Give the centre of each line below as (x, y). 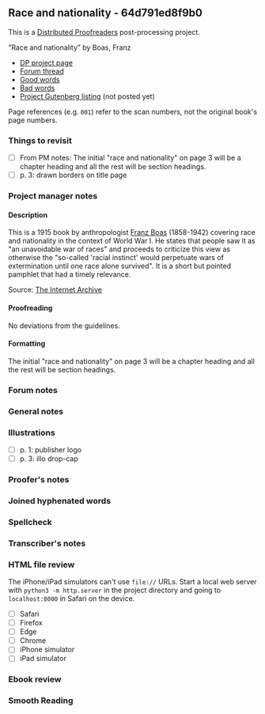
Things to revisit (40, 140)
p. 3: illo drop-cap (49, 459)
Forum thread (42, 71)
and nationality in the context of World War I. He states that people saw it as (132, 241)
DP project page (46, 62)
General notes (36, 411)
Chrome (33, 640)
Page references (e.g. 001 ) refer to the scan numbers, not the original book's (133, 111)
